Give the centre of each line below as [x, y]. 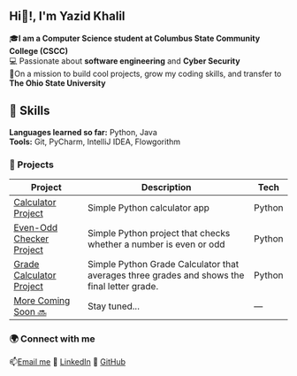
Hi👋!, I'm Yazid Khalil [67, 16]
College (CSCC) [39, 50]
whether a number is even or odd [156, 244]
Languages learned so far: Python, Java [83, 132]
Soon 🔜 [30, 311]
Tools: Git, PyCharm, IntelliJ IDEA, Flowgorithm [95, 142]
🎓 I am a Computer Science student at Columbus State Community [135, 38]
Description [166, 187]
